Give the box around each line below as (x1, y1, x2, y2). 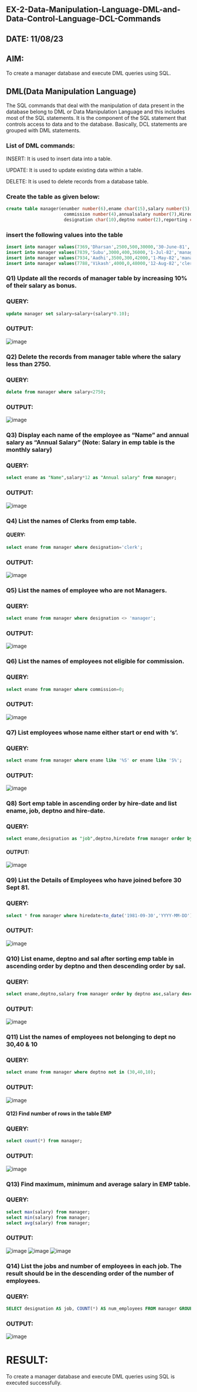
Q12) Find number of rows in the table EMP (6, 1110, 112, 1117)
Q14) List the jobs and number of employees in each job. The (6, 1262, 182, 1270)
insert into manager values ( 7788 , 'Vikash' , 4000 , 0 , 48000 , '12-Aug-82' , (6, 260, 180, 266)
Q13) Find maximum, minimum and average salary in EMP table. (6, 1180, 191, 1188)
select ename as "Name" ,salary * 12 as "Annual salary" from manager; (6, 475, 177, 481)
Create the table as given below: (6, 192, 100, 200)
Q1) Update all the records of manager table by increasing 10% (6, 274, 188, 283)
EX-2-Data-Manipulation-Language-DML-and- (6, 5, 181, 15)
